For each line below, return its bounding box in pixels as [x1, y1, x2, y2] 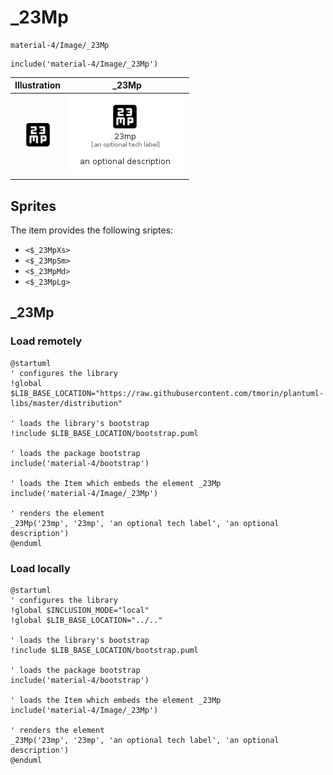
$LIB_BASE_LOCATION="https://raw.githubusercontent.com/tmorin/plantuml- [10, 388, 325, 398]
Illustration [14, 79, 62, 91]
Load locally [10, 561, 71, 575]
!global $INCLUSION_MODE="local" [10, 605, 150, 615]
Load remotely [10, 334, 83, 348]
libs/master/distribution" [10, 398, 123, 408]
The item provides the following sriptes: [10, 224, 174, 236]
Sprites [10, 197, 57, 215]
